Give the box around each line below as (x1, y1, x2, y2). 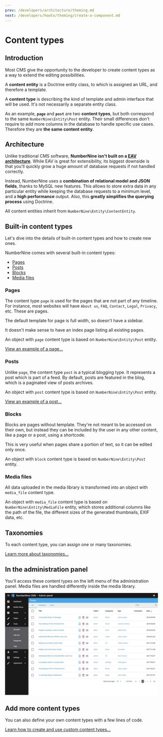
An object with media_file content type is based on (5, 499, 108, 505)
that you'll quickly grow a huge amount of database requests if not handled (5, 164, 155, 169)
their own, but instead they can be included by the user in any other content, (5, 427, 158, 433)
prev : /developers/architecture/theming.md (5, 8, 95, 13)
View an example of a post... (5, 398, 62, 404)
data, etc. (5, 515, 24, 520)
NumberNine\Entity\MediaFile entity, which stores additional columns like (5, 504, 151, 510)
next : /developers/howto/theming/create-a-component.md (5, 13, 120, 18)
